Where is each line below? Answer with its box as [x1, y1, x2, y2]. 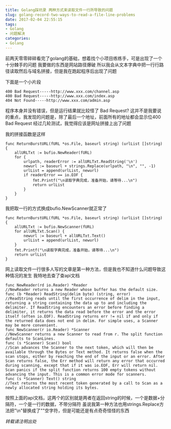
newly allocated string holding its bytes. [5, 385, 99, 390]
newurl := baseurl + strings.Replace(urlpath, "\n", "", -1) [23, 164, 156, 169]
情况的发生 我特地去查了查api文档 [9, 272, 80, 278]
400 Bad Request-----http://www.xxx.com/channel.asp [5, 89, 120, 94]
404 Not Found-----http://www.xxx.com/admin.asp [5, 98, 110, 103]
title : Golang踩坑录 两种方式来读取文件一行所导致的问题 [5, 7, 113, 13]
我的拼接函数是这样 [5, 131, 46, 137]
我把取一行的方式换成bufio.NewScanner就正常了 [5, 205, 107, 211]
